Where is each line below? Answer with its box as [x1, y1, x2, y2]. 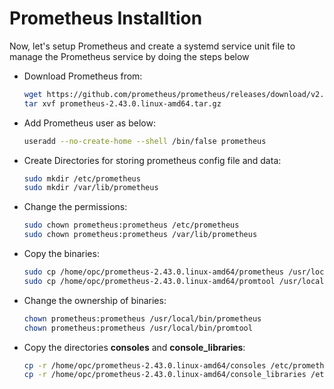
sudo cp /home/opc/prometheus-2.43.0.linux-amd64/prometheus [23, 267, 285, 277]
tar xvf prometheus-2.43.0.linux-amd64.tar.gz [23, 98, 222, 109]
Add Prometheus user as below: [23, 117, 156, 129]
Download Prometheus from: [23, 70, 143, 82]
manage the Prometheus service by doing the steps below [9, 50, 250, 62]
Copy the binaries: [23, 248, 100, 260]
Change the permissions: [23, 201, 128, 213]
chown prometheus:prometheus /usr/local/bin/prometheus [23, 313, 262, 324]
